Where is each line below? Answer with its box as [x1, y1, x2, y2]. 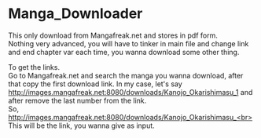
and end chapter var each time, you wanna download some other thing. [8, 47, 240, 56]
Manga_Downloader [8, 5, 143, 23]
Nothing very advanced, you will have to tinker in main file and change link [8, 38, 249, 48]
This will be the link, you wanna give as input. [8, 121, 155, 130]
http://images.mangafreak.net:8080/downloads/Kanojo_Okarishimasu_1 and [8, 87, 253, 96]
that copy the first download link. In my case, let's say [8, 79, 182, 89]
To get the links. [8, 62, 61, 71]
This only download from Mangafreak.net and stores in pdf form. [8, 31, 219, 40]
